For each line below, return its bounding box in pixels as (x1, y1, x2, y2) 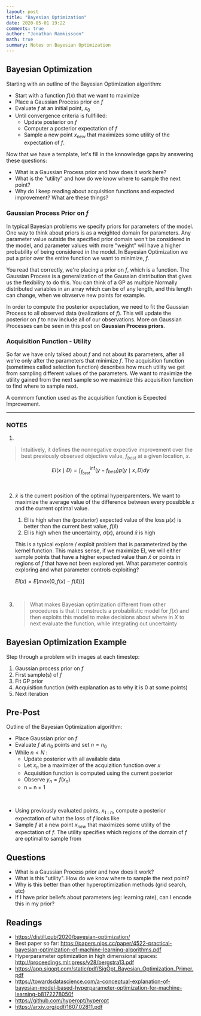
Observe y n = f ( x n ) (23, 775, 71, 784)
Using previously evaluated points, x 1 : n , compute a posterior (14, 807, 166, 816)
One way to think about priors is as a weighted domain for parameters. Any (6, 229, 191, 236)
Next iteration (14, 690, 49, 697)
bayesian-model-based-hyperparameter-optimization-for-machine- (14, 984, 182, 991)
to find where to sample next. (6, 382, 79, 390)
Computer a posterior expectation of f (23, 125, 118, 132)
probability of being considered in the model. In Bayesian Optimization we (6, 248, 188, 255)
